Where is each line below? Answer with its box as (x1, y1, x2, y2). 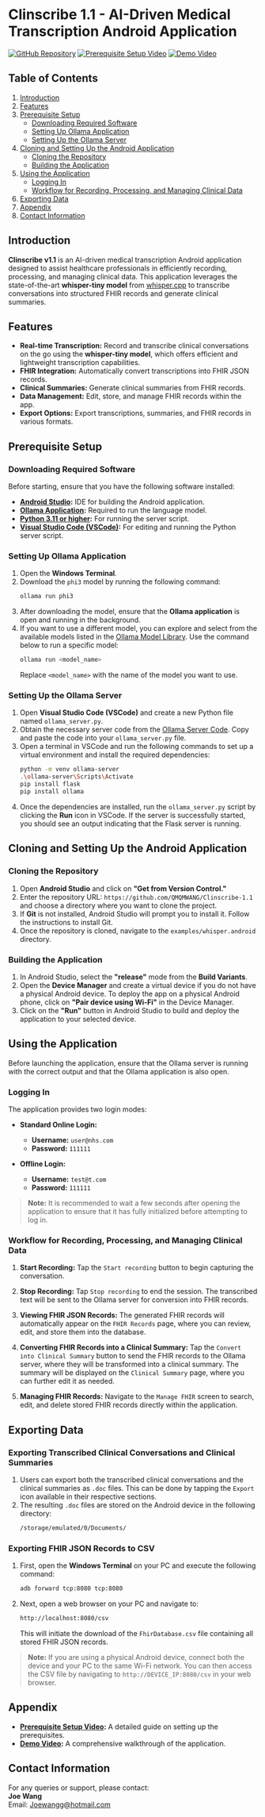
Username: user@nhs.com (31, 1135, 114, 1144)
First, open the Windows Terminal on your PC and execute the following (19, 1561, 256, 1570)
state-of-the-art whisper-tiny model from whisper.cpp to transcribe (8, 280, 230, 290)
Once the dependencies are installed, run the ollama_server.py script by (19, 801, 256, 811)
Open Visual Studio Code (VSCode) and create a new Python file (19, 708, 234, 717)
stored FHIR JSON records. (19, 1637, 108, 1646)
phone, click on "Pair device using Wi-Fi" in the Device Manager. (19, 997, 235, 1007)
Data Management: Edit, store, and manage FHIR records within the (19, 391, 242, 401)
